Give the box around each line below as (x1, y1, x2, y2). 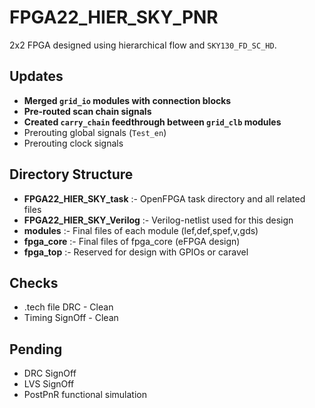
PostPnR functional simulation (23, 389, 147, 401)
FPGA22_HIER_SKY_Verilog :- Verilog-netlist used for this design (23, 214, 294, 226)
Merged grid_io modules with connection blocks (23, 94, 232, 106)
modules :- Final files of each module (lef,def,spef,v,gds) (23, 224, 259, 236)
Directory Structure (9, 166, 134, 183)
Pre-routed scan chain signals (23, 105, 152, 117)
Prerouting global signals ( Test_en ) (23, 126, 167, 138)
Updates (9, 68, 64, 85)
